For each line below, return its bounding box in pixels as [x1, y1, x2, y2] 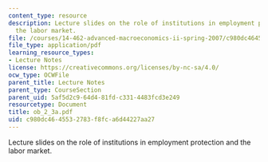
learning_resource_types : [8, 49, 94, 57]
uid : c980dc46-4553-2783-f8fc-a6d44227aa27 [8, 116, 156, 124]
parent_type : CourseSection [8, 85, 102, 94]
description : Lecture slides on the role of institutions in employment [8, 19, 255, 27]
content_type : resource [8, 11, 88, 20]
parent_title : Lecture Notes [8, 78, 105, 86]
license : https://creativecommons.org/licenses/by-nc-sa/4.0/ [8, 64, 219, 72]
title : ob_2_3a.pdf [8, 109, 73, 117]
